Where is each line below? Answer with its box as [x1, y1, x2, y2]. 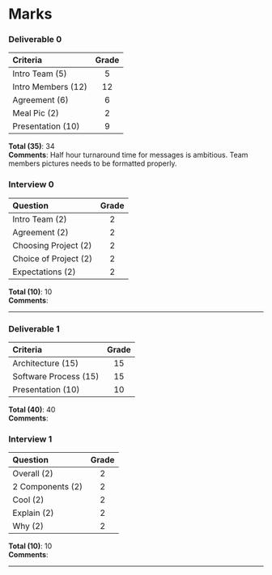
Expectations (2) [12, 266, 76, 277]
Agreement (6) [12, 95, 69, 106]
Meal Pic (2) [12, 108, 59, 119]
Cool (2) [12, 494, 45, 505]
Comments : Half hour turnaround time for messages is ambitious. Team [8, 150, 249, 160]
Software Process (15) [12, 371, 100, 383]
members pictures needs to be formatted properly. [8, 159, 177, 168]
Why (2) [12, 521, 45, 532]
